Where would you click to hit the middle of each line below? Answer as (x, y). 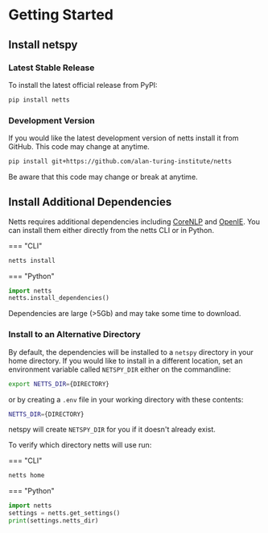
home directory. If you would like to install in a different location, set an (126, 360)
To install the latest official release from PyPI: (83, 85)
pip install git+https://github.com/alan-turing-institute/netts (120, 162)
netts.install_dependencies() (59, 298)
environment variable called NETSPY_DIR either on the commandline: (120, 369)
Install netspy (43, 45)
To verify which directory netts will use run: (80, 445)
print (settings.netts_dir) (54, 521)
